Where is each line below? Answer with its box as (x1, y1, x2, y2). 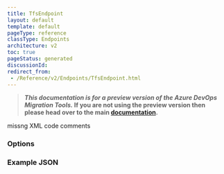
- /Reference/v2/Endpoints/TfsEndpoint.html (10, 74, 141, 82)
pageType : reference (7, 29, 67, 37)
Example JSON (7, 157, 59, 167)
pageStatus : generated (7, 55, 73, 62)
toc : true (7, 49, 36, 56)
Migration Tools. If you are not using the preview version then (24, 101, 206, 110)
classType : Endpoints (7, 36, 70, 43)
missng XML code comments (7, 122, 91, 130)
